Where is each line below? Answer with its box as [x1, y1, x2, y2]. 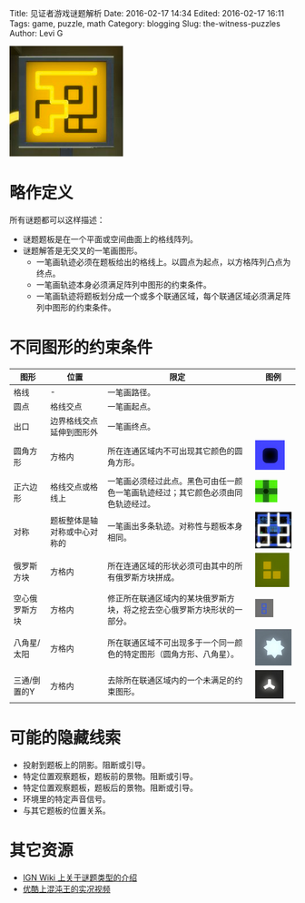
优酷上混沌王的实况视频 [22, 883, 111, 894]
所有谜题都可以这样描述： [9, 214, 105, 225]
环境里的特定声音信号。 [22, 793, 111, 804]
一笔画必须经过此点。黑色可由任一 [107, 475, 235, 486]
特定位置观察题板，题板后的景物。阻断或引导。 [22, 782, 198, 793]
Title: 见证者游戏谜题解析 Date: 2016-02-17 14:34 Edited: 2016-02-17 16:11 [9, 8, 284, 18]
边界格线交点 [49, 415, 98, 426]
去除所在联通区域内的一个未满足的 [107, 675, 235, 685]
